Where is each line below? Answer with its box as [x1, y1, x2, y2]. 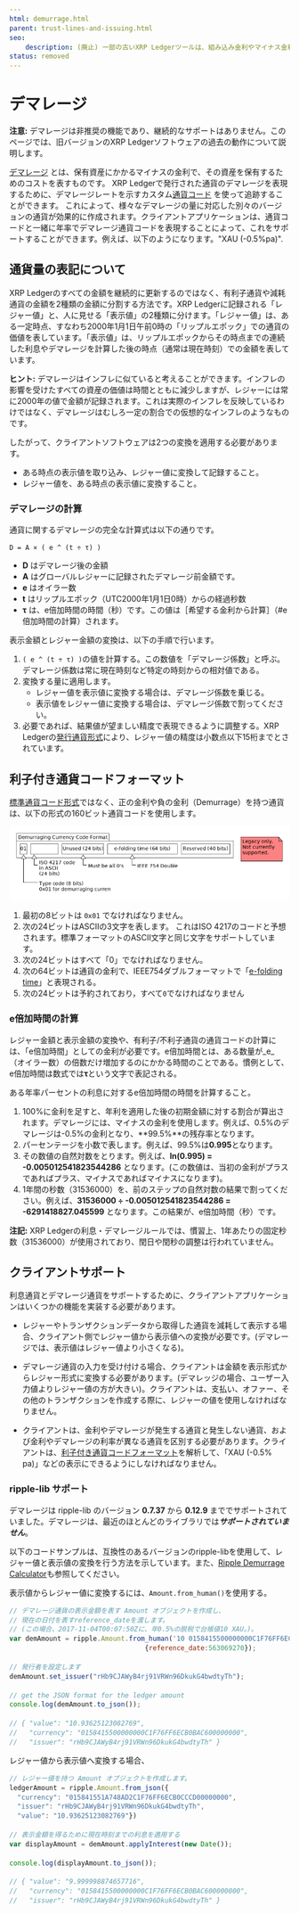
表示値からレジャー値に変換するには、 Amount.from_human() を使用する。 [9, 1587, 272, 1598]
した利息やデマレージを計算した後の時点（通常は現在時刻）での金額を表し [9, 343, 282, 354]
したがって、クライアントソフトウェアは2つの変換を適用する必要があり [9, 437, 271, 448]
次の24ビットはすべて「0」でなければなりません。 [21, 955, 208, 965]
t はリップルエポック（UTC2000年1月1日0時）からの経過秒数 [21, 594, 246, 604]
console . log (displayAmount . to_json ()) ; [9, 1859, 158, 1868]
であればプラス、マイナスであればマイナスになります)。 [21, 1172, 228, 1183]
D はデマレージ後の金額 [21, 560, 109, 571]
